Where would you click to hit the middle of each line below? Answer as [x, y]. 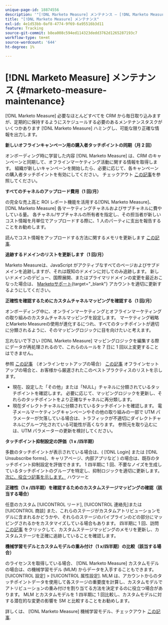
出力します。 [27, 134]
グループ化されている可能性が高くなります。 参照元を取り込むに [92, 424]
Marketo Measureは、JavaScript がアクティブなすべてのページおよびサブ [80, 265]
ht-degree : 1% [20, 47]
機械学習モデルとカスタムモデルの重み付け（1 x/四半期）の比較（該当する [81, 546]
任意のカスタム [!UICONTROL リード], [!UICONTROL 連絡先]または [73, 504]
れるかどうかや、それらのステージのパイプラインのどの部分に [90, 517]
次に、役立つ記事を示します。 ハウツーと [47, 477]
